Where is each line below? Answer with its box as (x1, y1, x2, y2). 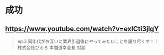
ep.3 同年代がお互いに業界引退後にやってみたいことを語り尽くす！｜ (17, 38, 159, 44)
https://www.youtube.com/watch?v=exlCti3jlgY (5, 24, 159, 33)
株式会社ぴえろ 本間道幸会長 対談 (17, 45, 86, 50)
